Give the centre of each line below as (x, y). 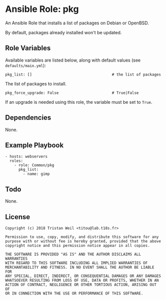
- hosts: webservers (27, 157)
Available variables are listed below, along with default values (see (73, 60)
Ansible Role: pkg (42, 9)
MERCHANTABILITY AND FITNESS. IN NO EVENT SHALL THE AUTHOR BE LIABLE (80, 267)
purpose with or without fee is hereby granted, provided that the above (83, 241)
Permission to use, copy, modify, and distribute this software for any (82, 237)
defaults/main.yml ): (26, 65)
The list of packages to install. (36, 83)
